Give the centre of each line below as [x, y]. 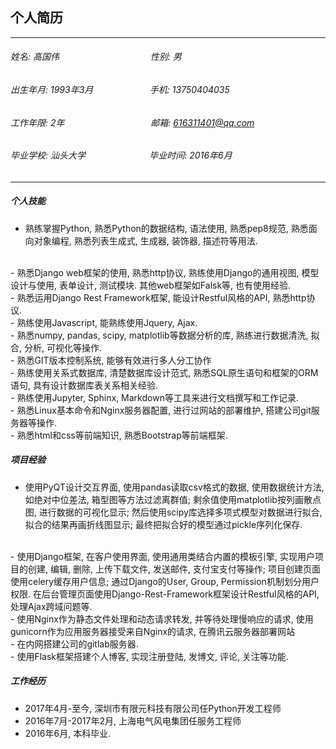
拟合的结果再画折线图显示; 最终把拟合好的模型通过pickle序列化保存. [163, 524]
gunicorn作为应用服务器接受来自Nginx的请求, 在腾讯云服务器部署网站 [153, 631]
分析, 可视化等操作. [62, 347]
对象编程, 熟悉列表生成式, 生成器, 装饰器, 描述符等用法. [145, 240]
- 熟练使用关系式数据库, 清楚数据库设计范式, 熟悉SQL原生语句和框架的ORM [164, 372]
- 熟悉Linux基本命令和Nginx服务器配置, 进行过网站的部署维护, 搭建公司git [161, 410]
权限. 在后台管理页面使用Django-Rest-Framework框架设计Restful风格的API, [165, 594]
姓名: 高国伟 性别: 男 [96, 57]
